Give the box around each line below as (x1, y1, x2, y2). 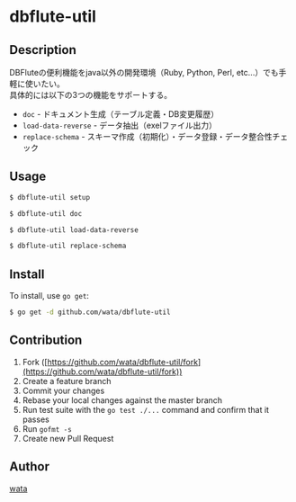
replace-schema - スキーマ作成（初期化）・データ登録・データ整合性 (22, 131, 273, 141)
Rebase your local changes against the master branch (22, 394, 223, 406)
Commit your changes (22, 385, 105, 396)
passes (22, 414, 49, 425)
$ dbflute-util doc (9, 209, 83, 218)
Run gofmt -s (22, 423, 72, 434)
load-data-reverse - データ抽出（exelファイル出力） (22, 120, 218, 130)
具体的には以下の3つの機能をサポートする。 (9, 90, 173, 100)
